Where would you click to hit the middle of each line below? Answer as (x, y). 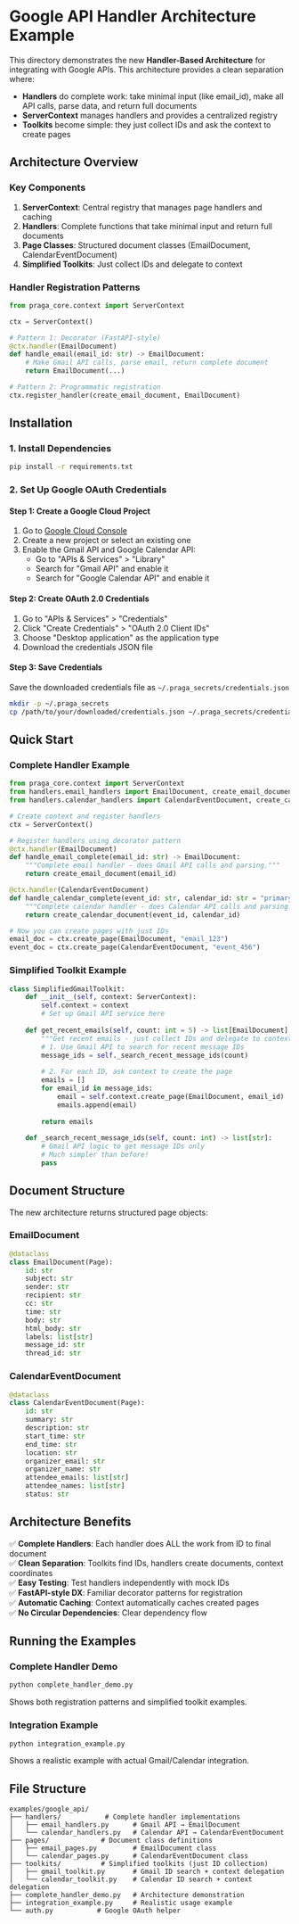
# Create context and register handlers (85, 816)
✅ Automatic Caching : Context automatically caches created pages (134, 1602)
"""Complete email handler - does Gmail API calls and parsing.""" (153, 866)
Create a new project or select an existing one (106, 541)
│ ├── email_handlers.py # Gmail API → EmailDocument (125, 1825)
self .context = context (85, 1005)
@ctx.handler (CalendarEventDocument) (79, 890)
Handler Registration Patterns (75, 287)
